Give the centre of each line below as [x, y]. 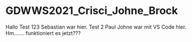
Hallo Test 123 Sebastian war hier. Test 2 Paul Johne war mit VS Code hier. [96, 27]
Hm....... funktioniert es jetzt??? [43, 33]
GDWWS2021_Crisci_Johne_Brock [92, 11]
